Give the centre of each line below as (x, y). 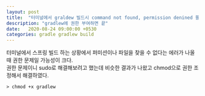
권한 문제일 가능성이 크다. (43, 60)
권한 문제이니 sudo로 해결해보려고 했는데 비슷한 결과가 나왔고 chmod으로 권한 (99, 68)
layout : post (23, 12)
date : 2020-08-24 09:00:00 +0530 (52, 29)
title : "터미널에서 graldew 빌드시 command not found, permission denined (100, 18)
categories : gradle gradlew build (50, 35)
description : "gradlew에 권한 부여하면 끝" (57, 23)
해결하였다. (36, 75)
